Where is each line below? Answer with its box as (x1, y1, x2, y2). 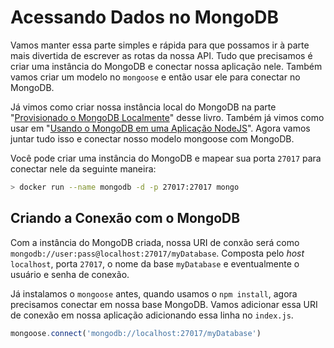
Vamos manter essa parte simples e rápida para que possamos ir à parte (10, 39, 310, 51)
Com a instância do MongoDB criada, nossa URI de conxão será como (10, 236, 300, 248)
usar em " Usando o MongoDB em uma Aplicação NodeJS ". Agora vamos (10, 122, 311, 134)
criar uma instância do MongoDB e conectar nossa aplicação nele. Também (10, 60, 323, 72)
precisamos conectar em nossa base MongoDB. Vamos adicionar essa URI (10, 298, 318, 310)
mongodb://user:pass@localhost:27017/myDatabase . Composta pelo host (10, 247, 305, 259)
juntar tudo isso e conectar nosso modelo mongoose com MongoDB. (10, 132, 295, 145)
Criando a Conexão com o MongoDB (10, 210, 241, 227)
